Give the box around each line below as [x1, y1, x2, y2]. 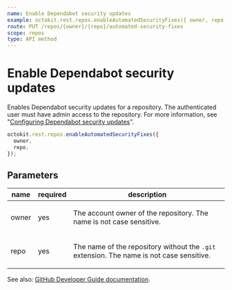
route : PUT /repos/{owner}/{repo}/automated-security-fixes [7, 23, 184, 30]
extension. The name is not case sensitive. [72, 251, 211, 260]
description [128, 190, 167, 200]
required [37, 190, 67, 200]
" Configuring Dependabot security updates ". [7, 118, 135, 126]
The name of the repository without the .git [72, 242, 216, 252]
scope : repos [7, 29, 45, 37]
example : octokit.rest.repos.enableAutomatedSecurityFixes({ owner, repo [7, 17, 224, 23]
